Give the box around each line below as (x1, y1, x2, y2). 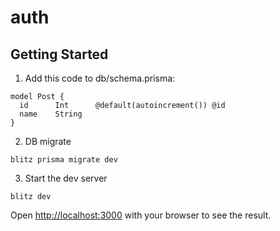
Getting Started (10, 46, 109, 63)
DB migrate (24, 136, 72, 147)
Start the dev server (24, 172, 108, 184)
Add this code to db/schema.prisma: (24, 72, 176, 84)
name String (19, 109, 83, 119)
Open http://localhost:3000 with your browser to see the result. (10, 209, 272, 221)
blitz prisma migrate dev (10, 155, 118, 165)
